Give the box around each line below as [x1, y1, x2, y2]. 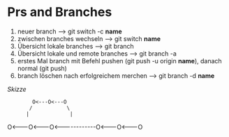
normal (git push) [17, 64, 68, 72]
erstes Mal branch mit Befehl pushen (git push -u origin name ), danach [17, 56, 222, 65]
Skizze [7, 85, 27, 93]
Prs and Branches [7, 4, 112, 20]
